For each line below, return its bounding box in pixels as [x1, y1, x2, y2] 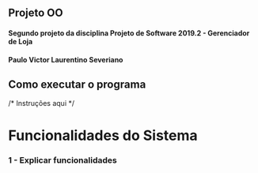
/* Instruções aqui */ [8, 99, 75, 108]
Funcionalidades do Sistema [8, 126, 198, 145]
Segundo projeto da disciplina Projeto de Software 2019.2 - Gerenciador [8, 28, 250, 38]
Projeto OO [8, 6, 63, 20]
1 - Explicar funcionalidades [8, 154, 117, 165]
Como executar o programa [8, 77, 146, 91]
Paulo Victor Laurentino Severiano [8, 55, 123, 64]
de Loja [8, 36, 33, 46]
